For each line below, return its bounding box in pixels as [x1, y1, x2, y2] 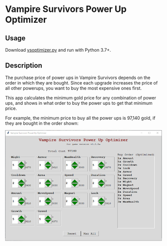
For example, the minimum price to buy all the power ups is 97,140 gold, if [5, 115, 156, 121]
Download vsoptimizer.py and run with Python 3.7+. [5, 47, 111, 53]
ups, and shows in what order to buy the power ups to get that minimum [5, 100, 153, 106]
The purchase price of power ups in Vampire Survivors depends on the [5, 75, 151, 81]
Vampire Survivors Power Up [5, 3, 127, 15]
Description [5, 61, 42, 70]
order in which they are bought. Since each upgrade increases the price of [5, 80, 158, 85]
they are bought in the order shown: [5, 120, 79, 126]
